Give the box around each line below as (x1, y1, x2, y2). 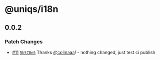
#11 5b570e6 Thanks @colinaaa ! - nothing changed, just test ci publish (12, 49, 156, 55)
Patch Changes (5, 38, 43, 45)
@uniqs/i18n (5, 3, 59, 15)
